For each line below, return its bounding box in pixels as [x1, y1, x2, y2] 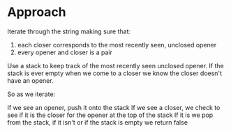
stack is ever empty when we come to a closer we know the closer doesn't [7, 69, 222, 77]
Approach [7, 4, 66, 20]
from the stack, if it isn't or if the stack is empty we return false [7, 118, 188, 126]
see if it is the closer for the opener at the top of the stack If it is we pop [7, 111, 214, 119]
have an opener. [7, 76, 54, 84]
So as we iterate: [7, 90, 56, 98]
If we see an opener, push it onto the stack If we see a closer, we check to [7, 103, 221, 111]
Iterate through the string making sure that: [7, 27, 131, 36]
